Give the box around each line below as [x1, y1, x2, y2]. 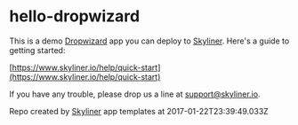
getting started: [9, 44, 66, 55]
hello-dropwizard [9, 6, 141, 27]
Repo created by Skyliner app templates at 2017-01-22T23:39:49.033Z [9, 105, 269, 116]
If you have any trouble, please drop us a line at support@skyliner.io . [9, 89, 261, 99]
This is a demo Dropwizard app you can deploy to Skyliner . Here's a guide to [9, 35, 290, 46]
